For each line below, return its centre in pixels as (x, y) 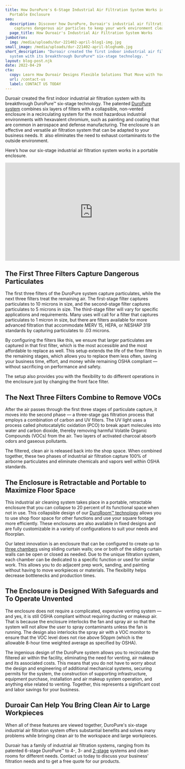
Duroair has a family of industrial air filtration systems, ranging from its (78, 745)
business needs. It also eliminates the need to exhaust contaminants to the (82, 135)
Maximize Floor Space (40, 490)
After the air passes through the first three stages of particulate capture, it (81, 409)
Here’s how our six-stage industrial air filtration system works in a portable (82, 150)
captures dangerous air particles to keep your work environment (84, 28)
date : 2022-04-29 (23, 65)
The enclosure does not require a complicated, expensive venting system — (83, 611)
